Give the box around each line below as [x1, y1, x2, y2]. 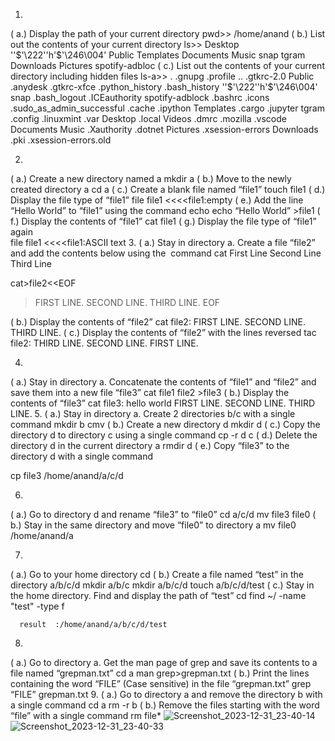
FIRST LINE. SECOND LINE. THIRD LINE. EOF [34, 297, 221, 308]
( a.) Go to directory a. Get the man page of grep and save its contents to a [10, 657, 318, 668]
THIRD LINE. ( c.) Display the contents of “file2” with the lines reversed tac [10, 327, 317, 338]
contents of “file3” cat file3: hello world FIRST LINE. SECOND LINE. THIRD [10, 397, 316, 409]
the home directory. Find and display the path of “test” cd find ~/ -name [10, 590, 307, 601]
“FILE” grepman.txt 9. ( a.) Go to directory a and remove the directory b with [10, 689, 323, 700]
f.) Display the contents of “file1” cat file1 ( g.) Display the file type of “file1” [10, 215, 317, 227]
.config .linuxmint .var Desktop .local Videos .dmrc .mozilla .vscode [10, 113, 287, 124]
